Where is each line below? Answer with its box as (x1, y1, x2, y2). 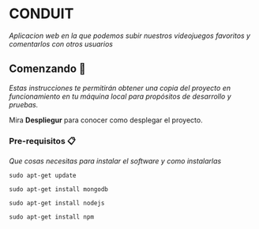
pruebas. (9, 99, 39, 109)
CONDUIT (9, 5, 74, 23)
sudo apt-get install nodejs (9, 199, 105, 208)
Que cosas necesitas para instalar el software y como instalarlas (9, 156, 222, 166)
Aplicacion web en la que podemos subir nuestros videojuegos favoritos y (9, 31, 251, 40)
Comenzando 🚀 (9, 62, 86, 76)
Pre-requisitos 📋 (9, 135, 76, 146)
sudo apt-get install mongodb (9, 186, 109, 193)
